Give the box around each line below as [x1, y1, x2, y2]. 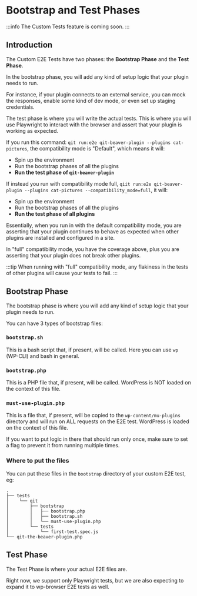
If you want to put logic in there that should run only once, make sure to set [6, 436, 188, 443]
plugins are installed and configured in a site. [6, 234, 115, 241]
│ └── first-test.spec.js [6, 528, 99, 535]
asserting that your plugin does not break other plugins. [6, 252, 141, 259]
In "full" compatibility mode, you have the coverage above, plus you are [6, 245, 179, 253]
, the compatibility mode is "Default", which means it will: [27, 145, 165, 152]
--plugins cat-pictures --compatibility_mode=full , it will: [24, 186, 168, 193]
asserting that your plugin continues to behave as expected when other [6, 227, 179, 235]
